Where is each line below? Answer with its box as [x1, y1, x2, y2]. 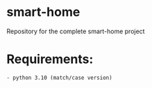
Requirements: [6, 51, 94, 67]
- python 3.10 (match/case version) [6, 74, 112, 81]
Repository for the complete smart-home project [6, 27, 145, 35]
